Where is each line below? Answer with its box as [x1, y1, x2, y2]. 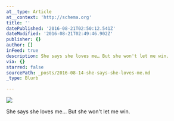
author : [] [6, 42, 33, 48]
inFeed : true [6, 48, 39, 54]
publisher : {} [6, 36, 42, 42]
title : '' [6, 20, 31, 26]
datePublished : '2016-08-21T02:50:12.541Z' [6, 25, 116, 32]
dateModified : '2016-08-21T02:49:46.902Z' [6, 31, 113, 37]
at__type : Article [6, 8, 52, 15]
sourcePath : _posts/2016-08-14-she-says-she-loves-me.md [6, 70, 151, 76]
